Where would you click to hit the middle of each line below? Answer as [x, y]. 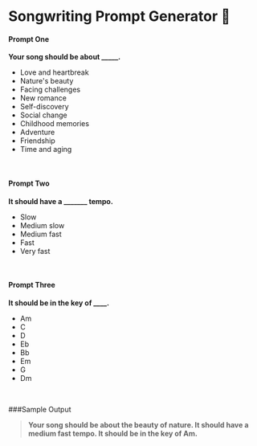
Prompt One [29, 39]
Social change [43, 115]
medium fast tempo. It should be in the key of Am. [113, 433]
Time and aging [46, 149]
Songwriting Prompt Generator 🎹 [119, 16]
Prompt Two [29, 183]
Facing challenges [50, 90]
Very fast [35, 251]
